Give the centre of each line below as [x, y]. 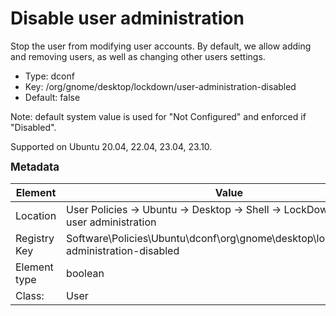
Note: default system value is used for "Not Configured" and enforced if [158, 116]
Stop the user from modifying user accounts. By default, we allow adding [161, 46]
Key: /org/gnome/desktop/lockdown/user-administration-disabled [160, 86]
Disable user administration [127, 18]
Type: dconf [49, 76]
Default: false [52, 97]
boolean [85, 273]
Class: [30, 295]
